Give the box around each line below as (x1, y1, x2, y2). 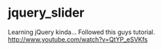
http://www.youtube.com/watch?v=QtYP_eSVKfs (8, 35, 148, 43)
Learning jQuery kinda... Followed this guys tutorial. (8, 28, 155, 36)
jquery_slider (8, 5, 85, 21)
